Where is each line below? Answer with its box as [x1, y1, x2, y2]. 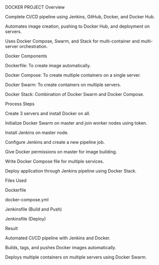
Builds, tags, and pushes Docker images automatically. [5, 245, 117, 250]
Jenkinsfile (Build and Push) [5, 206, 62, 212]
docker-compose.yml [5, 197, 49, 202]
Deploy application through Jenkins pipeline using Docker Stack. [5, 168, 137, 174]
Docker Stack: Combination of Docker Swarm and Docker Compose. [5, 91, 144, 97]
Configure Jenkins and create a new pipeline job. [5, 139, 105, 145]
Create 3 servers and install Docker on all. [5, 111, 90, 116]
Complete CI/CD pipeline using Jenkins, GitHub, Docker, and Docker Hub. [5, 14, 155, 19]
